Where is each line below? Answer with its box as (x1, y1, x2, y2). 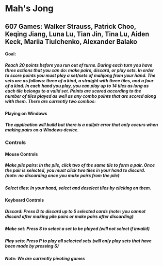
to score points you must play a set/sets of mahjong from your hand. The (5, 72, 156, 78)
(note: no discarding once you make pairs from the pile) (5, 173, 120, 178)
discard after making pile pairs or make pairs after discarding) (5, 213, 134, 219)
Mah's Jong (5, 3, 54, 14)
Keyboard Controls (5, 197, 44, 203)
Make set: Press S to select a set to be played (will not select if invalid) (5, 226, 150, 231)
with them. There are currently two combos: (5, 98, 96, 104)
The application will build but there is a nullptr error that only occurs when (5, 122, 158, 127)
